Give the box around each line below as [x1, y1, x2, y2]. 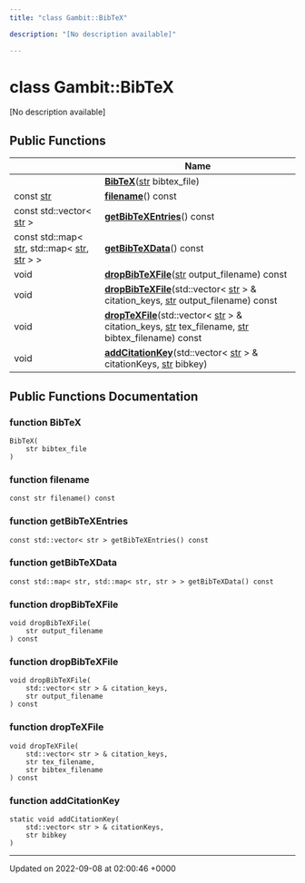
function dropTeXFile [9, 721, 104, 733]
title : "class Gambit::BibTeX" [9, 13, 128, 23]
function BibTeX [9, 416, 82, 428]
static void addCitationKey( [9, 815, 120, 824]
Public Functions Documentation [9, 388, 199, 404]
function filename [9, 473, 90, 486]
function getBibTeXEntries [9, 515, 129, 527]
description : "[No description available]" [9, 29, 177, 39]
